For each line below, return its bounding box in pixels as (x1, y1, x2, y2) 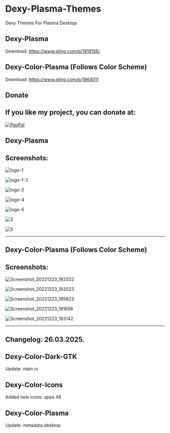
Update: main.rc (5, 366, 39, 372)
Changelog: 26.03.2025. (5, 335, 85, 344)
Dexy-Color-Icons (5, 380, 63, 389)
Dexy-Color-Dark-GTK (5, 352, 77, 361)
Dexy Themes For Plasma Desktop (5, 20, 77, 26)
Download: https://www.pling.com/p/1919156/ (5, 48, 100, 54)
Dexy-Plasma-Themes (5, 3, 101, 15)
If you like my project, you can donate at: (5, 108, 136, 117)
